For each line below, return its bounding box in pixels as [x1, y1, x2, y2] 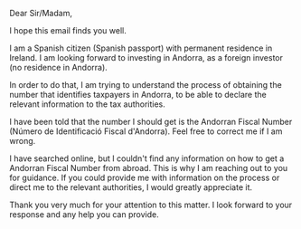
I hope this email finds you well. [9, 25, 127, 35]
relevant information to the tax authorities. [9, 99, 165, 110]
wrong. [9, 136, 36, 146]
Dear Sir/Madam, [9, 8, 72, 18]
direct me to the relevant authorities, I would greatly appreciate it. [9, 182, 253, 193]
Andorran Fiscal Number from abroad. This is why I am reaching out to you [9, 163, 288, 173]
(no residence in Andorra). [9, 62, 108, 72]
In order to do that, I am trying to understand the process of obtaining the [9, 80, 282, 90]
